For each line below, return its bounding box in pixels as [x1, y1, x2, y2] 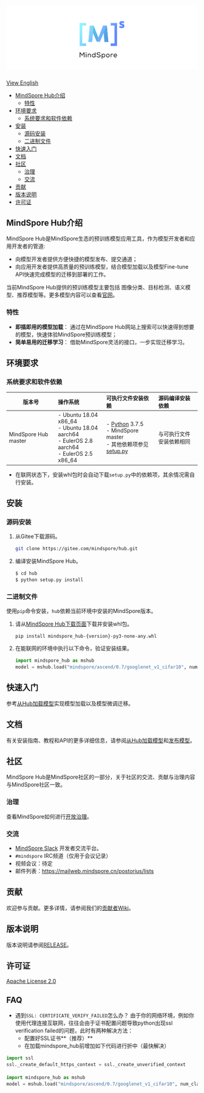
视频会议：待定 [15, 860, 53, 867]
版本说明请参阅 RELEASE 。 [6, 941, 72, 949]
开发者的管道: [11, 242, 46, 250]
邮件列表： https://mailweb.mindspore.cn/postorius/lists [15, 868, 154, 875]
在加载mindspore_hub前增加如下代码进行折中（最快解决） [24, 1042, 170, 1050]
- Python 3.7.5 [106, 420, 144, 428]
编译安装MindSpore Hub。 [15, 557, 82, 565]
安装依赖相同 [158, 438, 191, 445]
